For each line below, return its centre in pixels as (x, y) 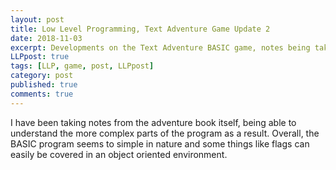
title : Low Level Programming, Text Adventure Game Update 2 (140, 29)
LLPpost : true (40, 57)
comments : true (42, 94)
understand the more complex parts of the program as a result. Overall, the (165, 133)
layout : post (37, 19)
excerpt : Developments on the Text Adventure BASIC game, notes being (160, 47)
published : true (44, 85)
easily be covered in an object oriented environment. (119, 154)
